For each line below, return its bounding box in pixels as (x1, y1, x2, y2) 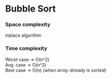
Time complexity (5, 45, 47, 52)
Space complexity (5, 21, 50, 28)
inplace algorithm (5, 32, 41, 38)
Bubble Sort (5, 3, 56, 15)
